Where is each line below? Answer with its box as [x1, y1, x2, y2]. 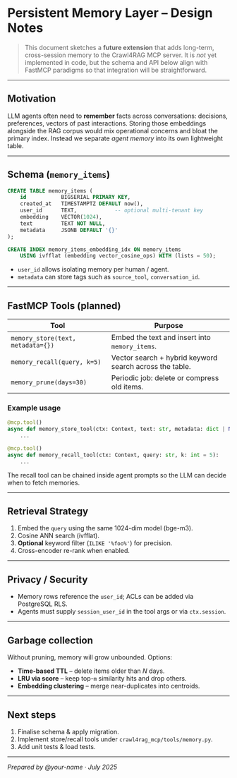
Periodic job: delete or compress [111, 373, 219, 383]
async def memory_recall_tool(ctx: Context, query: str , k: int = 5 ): [7, 451, 219, 458]
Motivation [7, 93, 56, 105]
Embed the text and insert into [111, 333, 212, 343]
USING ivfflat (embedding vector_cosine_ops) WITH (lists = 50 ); [20, 253, 217, 260]
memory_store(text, [11, 334, 76, 343]
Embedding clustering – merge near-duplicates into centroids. [17, 682, 200, 691]
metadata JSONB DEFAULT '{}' [20, 226, 119, 233]
